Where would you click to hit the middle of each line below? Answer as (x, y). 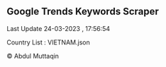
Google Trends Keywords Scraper (83, 12)
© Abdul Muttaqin (33, 56)
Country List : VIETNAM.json (48, 42)
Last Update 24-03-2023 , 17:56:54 (59, 28)
